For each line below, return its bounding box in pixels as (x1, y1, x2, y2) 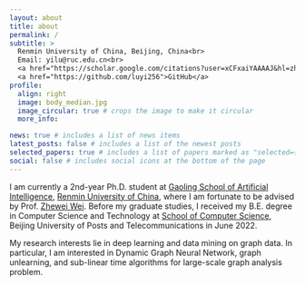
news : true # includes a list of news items (9, 131, 181, 141)
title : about (9, 22, 59, 31)
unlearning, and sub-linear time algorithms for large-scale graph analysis (9, 256, 283, 268)
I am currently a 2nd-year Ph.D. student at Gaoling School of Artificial (9, 181, 269, 192)
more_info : (17, 114, 59, 123)
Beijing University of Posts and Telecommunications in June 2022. (9, 220, 258, 231)
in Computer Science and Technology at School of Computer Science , (9, 210, 272, 221)
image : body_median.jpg (17, 97, 107, 107)
